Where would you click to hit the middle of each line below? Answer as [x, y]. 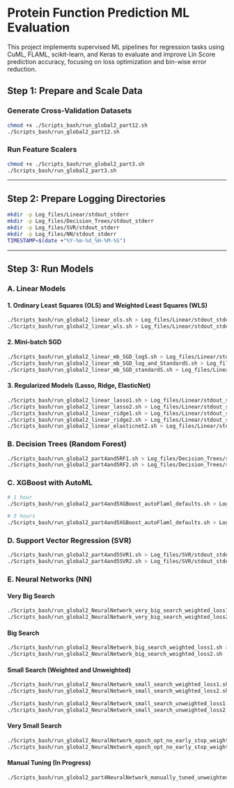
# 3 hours [22, 517]
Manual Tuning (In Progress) [49, 763]
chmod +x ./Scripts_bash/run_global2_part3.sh [76, 164]
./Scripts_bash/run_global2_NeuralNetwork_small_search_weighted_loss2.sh [118, 691]
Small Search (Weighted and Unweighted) [69, 670]
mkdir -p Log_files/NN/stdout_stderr [62, 234]
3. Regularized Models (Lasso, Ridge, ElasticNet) [79, 386]
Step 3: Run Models [50, 269]
